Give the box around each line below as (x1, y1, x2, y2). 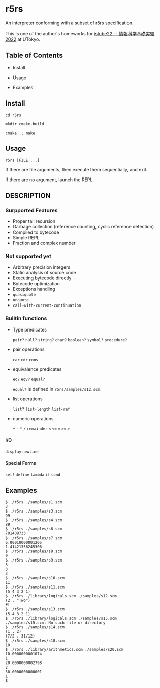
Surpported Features (5, 207, 58, 214)
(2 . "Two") (5, 598, 30, 603)
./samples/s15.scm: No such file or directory (5, 620, 106, 625)
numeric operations (12, 415, 54, 421)
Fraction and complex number (12, 240, 76, 246)
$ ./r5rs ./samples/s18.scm (5, 638, 65, 643)
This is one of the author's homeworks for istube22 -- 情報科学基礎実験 (5, 30, 155, 36)
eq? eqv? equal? (12, 377, 45, 382)
